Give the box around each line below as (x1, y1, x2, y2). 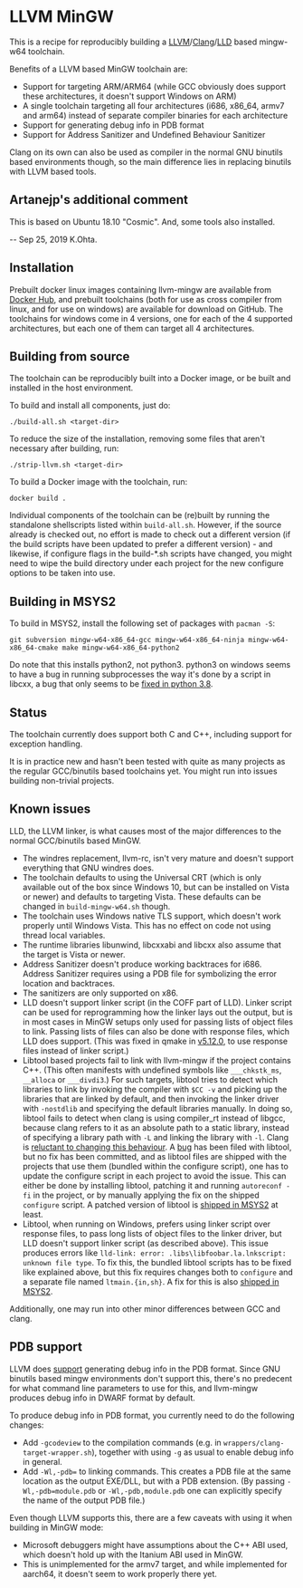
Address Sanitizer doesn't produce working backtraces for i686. (22, 958, 262, 969)
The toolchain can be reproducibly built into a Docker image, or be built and (9, 373, 291, 384)
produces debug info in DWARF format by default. (9, 1392, 196, 1403)
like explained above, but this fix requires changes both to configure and (22, 1266, 294, 1277)
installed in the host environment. (9, 382, 134, 393)
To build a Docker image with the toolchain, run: (9, 476, 188, 487)
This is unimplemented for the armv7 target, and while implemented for (22, 1558, 288, 1569)
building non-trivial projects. (9, 775, 115, 785)
